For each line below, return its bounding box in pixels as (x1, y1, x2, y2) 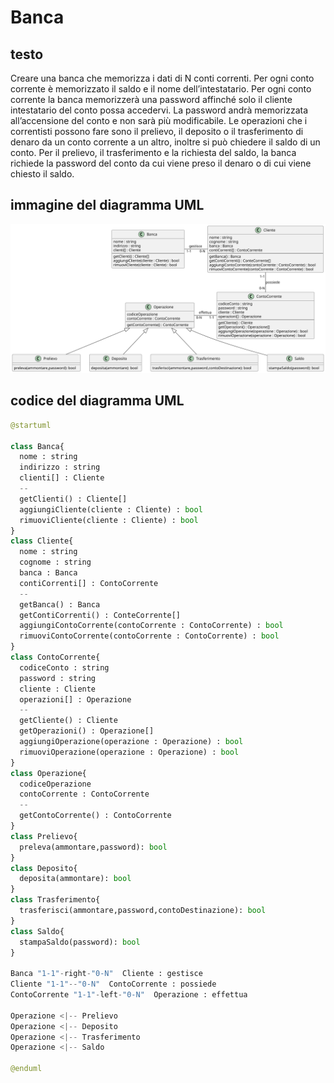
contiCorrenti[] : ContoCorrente (19, 578, 159, 588)
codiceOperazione (19, 779, 92, 789)
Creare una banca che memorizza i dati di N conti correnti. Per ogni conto (10, 72, 315, 84)
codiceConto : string (19, 662, 110, 673)
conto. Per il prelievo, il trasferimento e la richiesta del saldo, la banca (10, 147, 297, 158)
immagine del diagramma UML (10, 197, 205, 214)
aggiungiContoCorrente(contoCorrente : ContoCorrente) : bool (19, 621, 284, 631)
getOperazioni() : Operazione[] (19, 726, 155, 736)
